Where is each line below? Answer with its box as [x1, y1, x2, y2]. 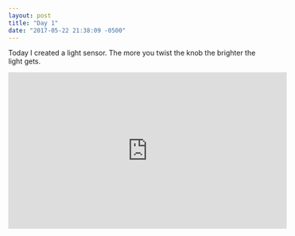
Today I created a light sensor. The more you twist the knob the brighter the [8, 48, 256, 58]
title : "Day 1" [8, 19, 59, 27]
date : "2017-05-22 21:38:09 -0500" [8, 26, 126, 34]
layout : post [8, 11, 52, 20]
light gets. [8, 56, 41, 66]
